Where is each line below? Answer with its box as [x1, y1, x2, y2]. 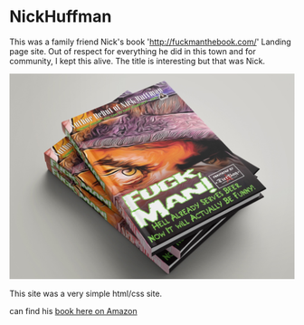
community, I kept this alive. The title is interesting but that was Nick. [9, 55, 265, 66]
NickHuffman [9, 6, 112, 27]
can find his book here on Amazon [9, 305, 138, 316]
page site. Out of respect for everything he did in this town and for [9, 45, 256, 56]
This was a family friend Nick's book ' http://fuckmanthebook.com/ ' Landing [9, 36, 291, 47]
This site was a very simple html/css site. [9, 288, 163, 299]
